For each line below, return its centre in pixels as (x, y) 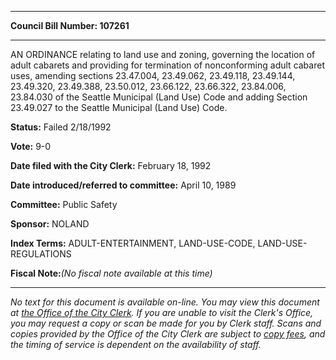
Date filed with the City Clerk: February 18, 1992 (111, 165)
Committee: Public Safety (64, 204)
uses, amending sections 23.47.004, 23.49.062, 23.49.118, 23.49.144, (153, 75)
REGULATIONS (41, 254)
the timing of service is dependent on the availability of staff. (136, 344)
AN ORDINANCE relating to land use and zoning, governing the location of (163, 54)
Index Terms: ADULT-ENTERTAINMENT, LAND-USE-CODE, (133, 243)
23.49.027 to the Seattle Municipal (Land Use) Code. (119, 107)
